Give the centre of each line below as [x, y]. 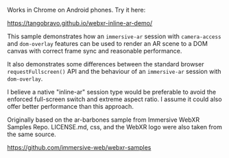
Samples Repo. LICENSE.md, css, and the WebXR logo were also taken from [115, 127]
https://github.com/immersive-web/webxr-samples [79, 147]
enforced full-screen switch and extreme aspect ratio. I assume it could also [114, 99]
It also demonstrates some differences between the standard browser [106, 64]
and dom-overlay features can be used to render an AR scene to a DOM [107, 43]
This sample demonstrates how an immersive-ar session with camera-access [114, 36]
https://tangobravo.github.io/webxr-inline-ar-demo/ [80, 23]
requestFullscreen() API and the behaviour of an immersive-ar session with [114, 71]
